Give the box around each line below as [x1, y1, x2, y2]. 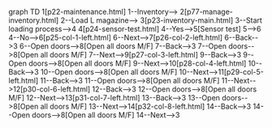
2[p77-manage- [179, 7, 234, 16]
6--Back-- [224, 32, 258, 42]
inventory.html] [8, 15, 59, 25]
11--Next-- [221, 76, 257, 85]
